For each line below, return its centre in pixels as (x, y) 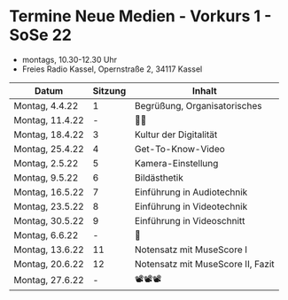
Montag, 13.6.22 (49, 250)
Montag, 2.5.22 (46, 163)
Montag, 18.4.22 (49, 135)
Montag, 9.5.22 (46, 177)
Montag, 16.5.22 (49, 192)
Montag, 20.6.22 (49, 264)
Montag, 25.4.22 (49, 149)
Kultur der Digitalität (176, 135)
